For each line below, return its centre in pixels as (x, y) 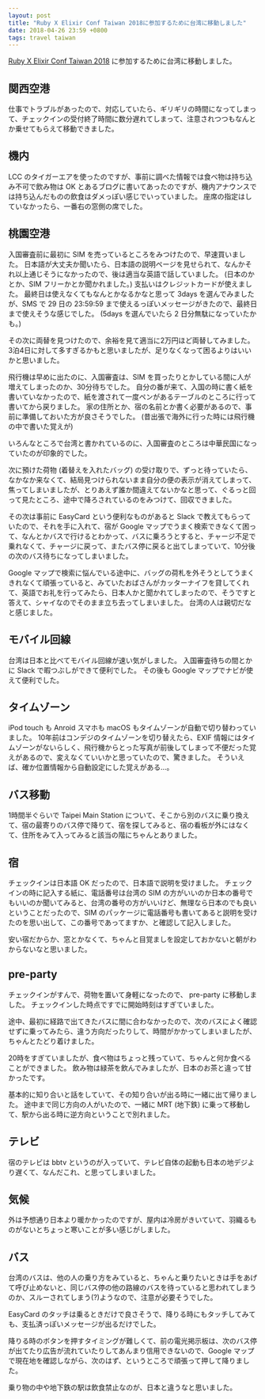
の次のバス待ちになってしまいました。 (70, 555)
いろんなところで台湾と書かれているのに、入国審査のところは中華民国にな (129, 443)
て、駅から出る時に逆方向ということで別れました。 (91, 1114)
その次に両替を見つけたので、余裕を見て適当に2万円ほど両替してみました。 (131, 340)
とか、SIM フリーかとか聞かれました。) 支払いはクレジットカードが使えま (127, 284)
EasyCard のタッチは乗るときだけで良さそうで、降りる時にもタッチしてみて (132, 1314)
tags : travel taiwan (42, 38)
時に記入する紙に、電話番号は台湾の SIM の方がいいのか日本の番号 (138, 893)
